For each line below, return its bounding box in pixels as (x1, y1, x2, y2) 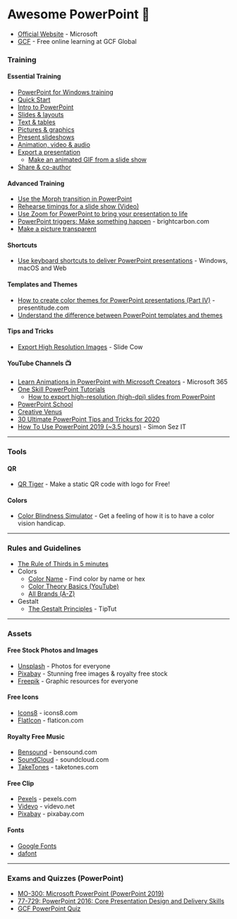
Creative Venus (17, 408, 62, 416)
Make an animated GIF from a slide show (28, 155, 147, 164)
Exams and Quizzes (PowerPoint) (7, 873, 124, 883)
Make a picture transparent (17, 225, 97, 233)
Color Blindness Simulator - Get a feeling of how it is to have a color (17, 511, 215, 521)
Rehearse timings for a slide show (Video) (17, 202, 140, 211)
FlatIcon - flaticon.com (17, 716, 84, 725)
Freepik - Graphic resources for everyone (17, 676, 139, 685)
